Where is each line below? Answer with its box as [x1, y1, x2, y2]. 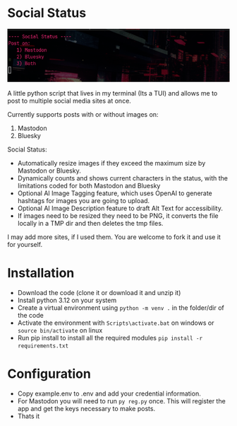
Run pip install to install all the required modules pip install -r [17, 334, 203, 342]
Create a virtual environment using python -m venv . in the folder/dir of [17, 304, 224, 312]
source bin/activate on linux [17, 326, 103, 334]
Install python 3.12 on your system [17, 296, 117, 304]
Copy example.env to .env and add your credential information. [17, 389, 201, 398]
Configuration [7, 366, 92, 382]
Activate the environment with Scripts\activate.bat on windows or [17, 318, 214, 327]
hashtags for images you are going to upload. [17, 197, 150, 205]
